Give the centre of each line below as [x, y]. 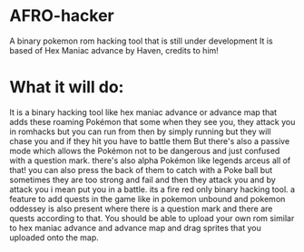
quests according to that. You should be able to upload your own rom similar [152, 218]
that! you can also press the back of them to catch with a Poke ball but [141, 170]
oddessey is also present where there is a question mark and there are [141, 208]
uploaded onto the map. [54, 237]
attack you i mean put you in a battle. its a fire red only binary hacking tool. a [152, 189]
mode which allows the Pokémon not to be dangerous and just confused [145, 150]
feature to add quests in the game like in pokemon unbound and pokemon [147, 199]
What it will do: [67, 87]
